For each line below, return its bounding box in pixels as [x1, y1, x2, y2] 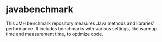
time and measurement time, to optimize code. [6, 31, 104, 37]
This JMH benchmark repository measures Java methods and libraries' [6, 20, 154, 26]
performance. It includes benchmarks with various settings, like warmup [6, 25, 157, 31]
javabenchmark [6, 4, 73, 15]
